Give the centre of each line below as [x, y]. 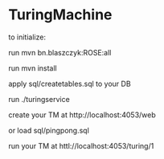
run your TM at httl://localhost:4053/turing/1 [81, 145]
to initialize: [27, 37]
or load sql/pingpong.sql [49, 130]
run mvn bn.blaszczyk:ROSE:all [60, 52]
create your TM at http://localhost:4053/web [82, 115]
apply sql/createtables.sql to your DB [70, 84]
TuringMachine [60, 15]
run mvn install [33, 68]
